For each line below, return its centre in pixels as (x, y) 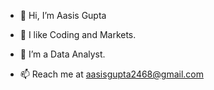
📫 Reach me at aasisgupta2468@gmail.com (111, 74)
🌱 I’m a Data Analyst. (62, 54)
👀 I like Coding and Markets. (78, 34)
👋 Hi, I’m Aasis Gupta (63, 15)
